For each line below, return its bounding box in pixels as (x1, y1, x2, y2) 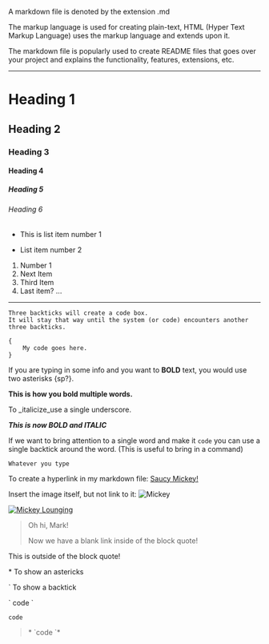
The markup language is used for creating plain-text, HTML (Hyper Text (8, 22, 246, 31)
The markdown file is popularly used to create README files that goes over (8, 46, 256, 55)
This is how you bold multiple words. (8, 388, 134, 399)
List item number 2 (19, 244, 82, 255)
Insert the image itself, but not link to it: (8, 489, 137, 499)
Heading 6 (8, 204, 43, 215)
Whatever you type (8, 460, 70, 468)
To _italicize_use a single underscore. (8, 405, 132, 414)
